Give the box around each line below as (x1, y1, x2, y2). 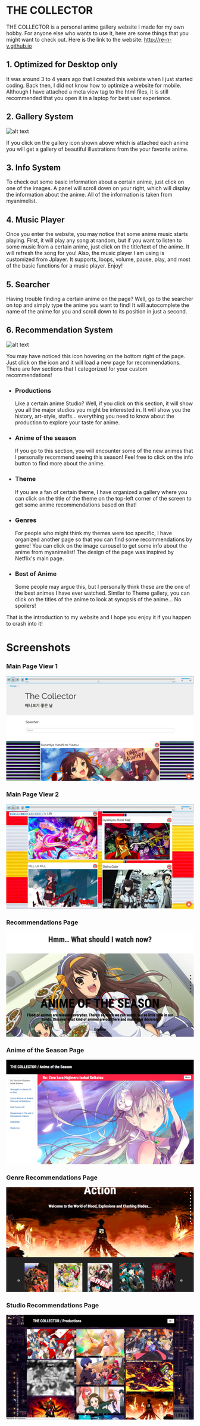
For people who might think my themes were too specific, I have (14, 530, 173, 536)
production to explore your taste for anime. (14, 419, 120, 426)
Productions (14, 386, 52, 394)
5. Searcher (6, 279, 51, 290)
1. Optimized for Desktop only (6, 60, 118, 70)
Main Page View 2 (6, 790, 60, 799)
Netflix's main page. (14, 555, 64, 562)
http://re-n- (143, 36, 172, 43)
